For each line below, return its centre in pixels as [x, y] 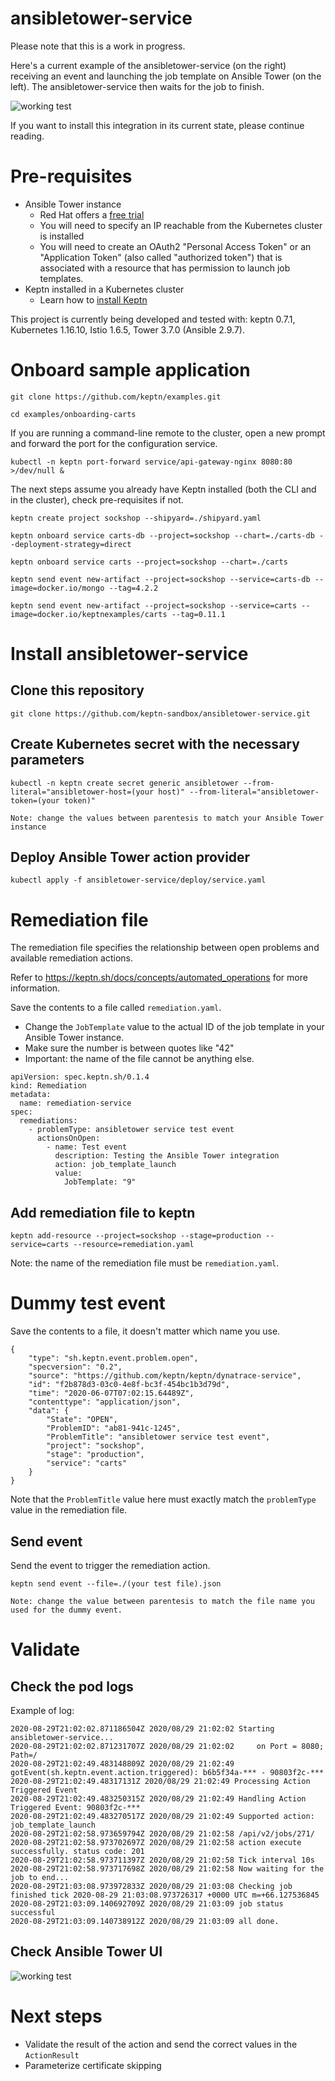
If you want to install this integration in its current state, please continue [157, 125]
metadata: [31, 1095]
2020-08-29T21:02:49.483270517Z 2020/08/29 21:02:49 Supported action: [162, 1816]
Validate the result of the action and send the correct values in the [161, 2044]
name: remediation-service [75, 1103]
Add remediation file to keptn [103, 1212]
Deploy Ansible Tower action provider [130, 857]
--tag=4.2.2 [133, 588]
